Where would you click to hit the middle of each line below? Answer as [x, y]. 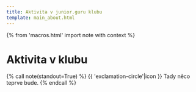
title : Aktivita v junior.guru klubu [54, 12]
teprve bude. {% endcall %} [42, 83]
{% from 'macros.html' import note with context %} [71, 35]
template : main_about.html [41, 18]
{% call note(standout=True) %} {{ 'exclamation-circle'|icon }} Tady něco [98, 76]
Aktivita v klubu [47, 59]
